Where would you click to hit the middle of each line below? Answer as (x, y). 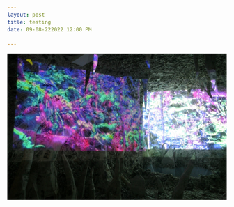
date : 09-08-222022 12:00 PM (49, 29)
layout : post (26, 15)
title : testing (29, 22)
